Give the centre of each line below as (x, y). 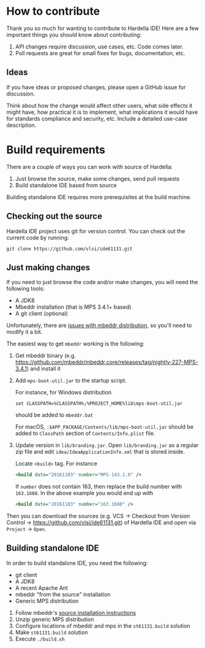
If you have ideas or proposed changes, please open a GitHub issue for (96, 87)
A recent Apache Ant (42, 588)
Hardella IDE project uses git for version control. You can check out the (96, 231)
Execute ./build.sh (40, 639)
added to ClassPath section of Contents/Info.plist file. (85, 434)
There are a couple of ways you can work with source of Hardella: (90, 167)
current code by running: (38, 238)
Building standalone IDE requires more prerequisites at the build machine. (99, 197)
